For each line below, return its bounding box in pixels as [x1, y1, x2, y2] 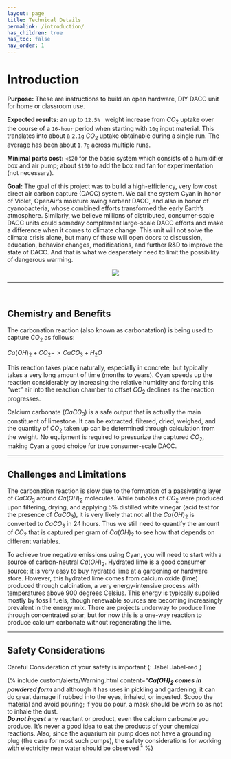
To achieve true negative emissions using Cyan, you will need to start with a [7, 551, 222, 559]
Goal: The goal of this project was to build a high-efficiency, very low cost [7, 182, 217, 190]
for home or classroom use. [7, 101, 85, 110]
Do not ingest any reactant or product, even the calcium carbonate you [7, 714, 210, 722]
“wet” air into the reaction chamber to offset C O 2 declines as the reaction [7, 385, 215, 395]
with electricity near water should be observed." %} [7, 744, 153, 752]
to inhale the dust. [7, 707, 58, 716]
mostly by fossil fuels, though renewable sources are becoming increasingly [7, 596, 223, 604]
